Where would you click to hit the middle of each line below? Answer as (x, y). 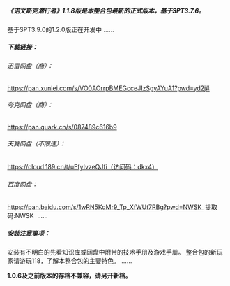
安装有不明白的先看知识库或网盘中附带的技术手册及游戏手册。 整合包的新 (112, 252)
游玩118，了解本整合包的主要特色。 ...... (76, 261)
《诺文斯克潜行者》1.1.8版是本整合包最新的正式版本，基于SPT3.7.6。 (106, 10)
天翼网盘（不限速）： (36, 144)
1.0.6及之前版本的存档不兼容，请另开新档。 (69, 276)
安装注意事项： (29, 233)
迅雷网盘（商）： (30, 66)
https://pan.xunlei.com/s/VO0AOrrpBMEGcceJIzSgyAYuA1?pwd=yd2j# (109, 88)
